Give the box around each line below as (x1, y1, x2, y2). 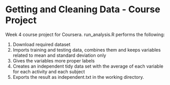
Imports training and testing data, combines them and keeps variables (12, 47, 161, 53)
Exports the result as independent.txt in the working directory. (12, 74, 144, 80)
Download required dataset (12, 41, 71, 47)
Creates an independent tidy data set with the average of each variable (12, 63, 163, 69)
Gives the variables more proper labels (12, 57, 95, 63)
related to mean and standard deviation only (12, 52, 106, 58)
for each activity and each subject (12, 68, 85, 75)
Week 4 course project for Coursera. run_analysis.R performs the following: (5, 31, 165, 37)
